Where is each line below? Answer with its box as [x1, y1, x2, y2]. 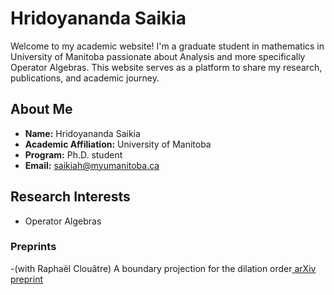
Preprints [10, 240, 57, 254]
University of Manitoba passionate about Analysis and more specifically [10, 50, 306, 62]
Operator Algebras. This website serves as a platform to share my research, [10, 61, 323, 73]
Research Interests [10, 188, 131, 206]
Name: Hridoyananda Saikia [24, 127, 141, 139]
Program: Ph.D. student [24, 148, 123, 161]
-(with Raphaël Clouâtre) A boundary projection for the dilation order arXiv [10, 262, 317, 274]
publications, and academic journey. [10, 72, 160, 84]
